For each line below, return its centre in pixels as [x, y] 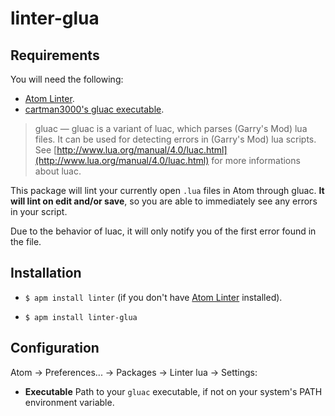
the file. [26, 241]
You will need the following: [67, 79]
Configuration [55, 348]
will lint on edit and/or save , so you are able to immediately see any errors [164, 201]
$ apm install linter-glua [81, 317]
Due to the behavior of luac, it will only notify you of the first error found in [163, 231]
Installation [46, 273]
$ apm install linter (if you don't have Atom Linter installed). [153, 297]
